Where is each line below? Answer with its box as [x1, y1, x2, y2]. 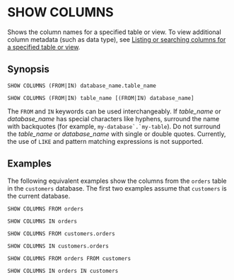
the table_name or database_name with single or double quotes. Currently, [7, 129, 226, 138]
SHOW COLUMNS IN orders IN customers [7, 267, 119, 274]
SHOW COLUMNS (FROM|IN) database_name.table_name [7, 82, 157, 89]
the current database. [7, 191, 71, 200]
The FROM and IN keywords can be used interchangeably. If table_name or [7, 107, 221, 116]
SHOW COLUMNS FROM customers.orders [7, 230, 115, 237]
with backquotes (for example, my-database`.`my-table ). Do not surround [7, 122, 221, 130]
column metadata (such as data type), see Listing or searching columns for [7, 35, 226, 43]
